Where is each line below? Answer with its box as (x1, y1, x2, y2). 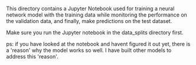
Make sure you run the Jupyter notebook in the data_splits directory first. (6, 29, 184, 36)
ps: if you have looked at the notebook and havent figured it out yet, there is (6, 41, 191, 47)
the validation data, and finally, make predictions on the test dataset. (6, 18, 172, 24)
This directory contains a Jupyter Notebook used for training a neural (6, 5, 175, 12)
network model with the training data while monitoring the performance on (6, 11, 188, 18)
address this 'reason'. (6, 53, 59, 60)
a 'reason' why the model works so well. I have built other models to (6, 47, 172, 54)
